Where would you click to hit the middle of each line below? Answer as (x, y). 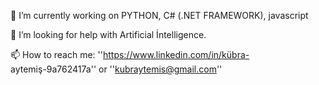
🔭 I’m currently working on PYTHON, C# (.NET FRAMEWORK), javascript (159, 15)
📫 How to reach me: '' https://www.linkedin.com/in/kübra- (130, 54)
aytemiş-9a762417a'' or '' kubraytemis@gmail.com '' (116, 69)
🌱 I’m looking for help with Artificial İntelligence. (108, 34)
